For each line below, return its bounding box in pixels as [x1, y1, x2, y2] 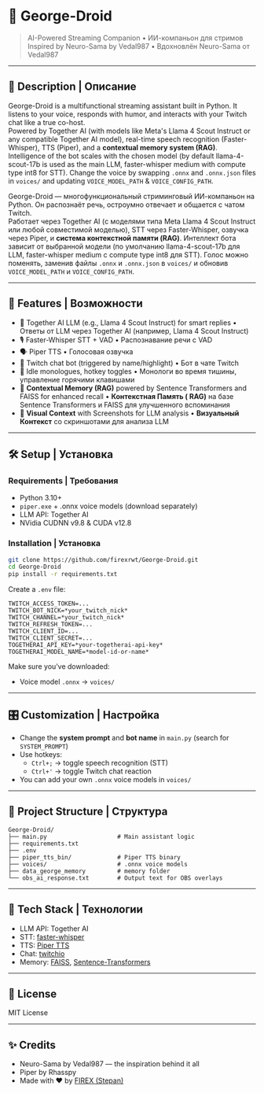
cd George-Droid [8, 563, 61, 571]
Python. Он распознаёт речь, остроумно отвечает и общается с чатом [8, 200, 245, 209]
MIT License [8, 1008, 49, 1017]
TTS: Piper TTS [19, 940, 70, 950]
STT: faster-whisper [19, 932, 85, 941]
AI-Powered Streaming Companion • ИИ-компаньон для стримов [27, 33, 244, 42]
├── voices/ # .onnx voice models [8, 860, 189, 868]
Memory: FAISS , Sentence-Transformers [19, 957, 151, 966]
